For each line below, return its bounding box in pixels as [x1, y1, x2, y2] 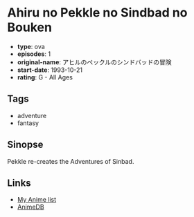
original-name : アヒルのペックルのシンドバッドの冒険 [17, 57, 172, 66]
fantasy [17, 119, 39, 127]
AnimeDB [17, 202, 44, 211]
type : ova [17, 42, 45, 50]
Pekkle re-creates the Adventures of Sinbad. [7, 157, 134, 165]
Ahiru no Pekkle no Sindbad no [7, 5, 188, 21]
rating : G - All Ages [17, 73, 73, 81]
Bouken [7, 19, 52, 35]
